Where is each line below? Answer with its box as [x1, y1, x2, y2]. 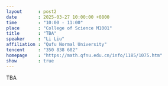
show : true [6, 58, 54, 64]
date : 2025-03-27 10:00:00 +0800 [6, 14, 110, 20]
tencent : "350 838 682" [6, 47, 78, 53]
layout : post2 [6, 8, 57, 15]
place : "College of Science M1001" [6, 25, 112, 31]
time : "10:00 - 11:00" [6, 19, 83, 25]
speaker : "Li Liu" [6, 36, 65, 42]
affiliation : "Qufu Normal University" [6, 42, 108, 48]
